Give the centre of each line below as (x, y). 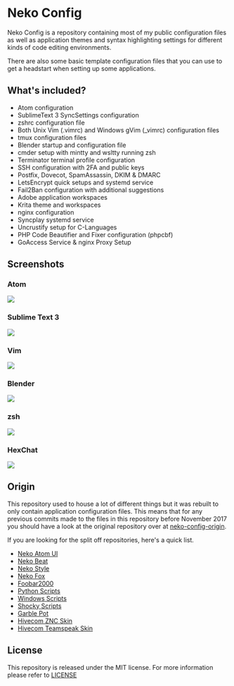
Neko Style (33, 569)
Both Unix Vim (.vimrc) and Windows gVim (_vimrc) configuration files (118, 130)
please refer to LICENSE (42, 675)
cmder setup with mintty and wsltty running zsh (86, 152)
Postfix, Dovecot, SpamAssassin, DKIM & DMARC (89, 174)
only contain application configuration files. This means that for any (105, 511)
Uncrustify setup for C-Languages (67, 227)
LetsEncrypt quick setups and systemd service (85, 182)
